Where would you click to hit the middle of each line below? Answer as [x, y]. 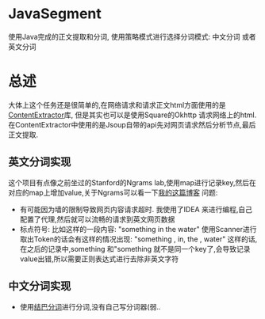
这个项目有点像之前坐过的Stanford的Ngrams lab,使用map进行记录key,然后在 [132, 182]
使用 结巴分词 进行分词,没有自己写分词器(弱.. [90, 306]
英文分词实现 [40, 162]
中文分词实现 [40, 286]
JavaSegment [55, 14]
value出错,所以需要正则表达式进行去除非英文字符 [99, 259]
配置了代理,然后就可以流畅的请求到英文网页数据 [97, 219]
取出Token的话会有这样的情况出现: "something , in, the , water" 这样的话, [138, 239]
